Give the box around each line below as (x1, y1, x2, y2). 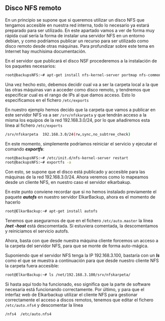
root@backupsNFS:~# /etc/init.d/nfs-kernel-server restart (5, 155, 129, 160)
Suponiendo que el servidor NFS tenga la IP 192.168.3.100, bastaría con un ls (5, 253, 160, 259)
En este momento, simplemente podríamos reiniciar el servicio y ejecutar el (5, 141, 157, 146)
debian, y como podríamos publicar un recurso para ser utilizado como (5, 38, 149, 44)
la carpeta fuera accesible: (5, 263, 59, 269)
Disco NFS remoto (5, 4, 61, 12)
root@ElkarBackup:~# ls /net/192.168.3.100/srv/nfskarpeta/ (5, 272, 131, 277)
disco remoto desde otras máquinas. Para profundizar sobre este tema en (5, 43, 155, 49)
